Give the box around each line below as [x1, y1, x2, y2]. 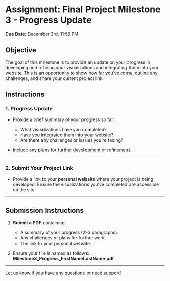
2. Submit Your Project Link [5, 165, 73, 172]
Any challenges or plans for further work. [20, 234, 106, 241]
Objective [5, 46, 37, 54]
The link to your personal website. [20, 240, 91, 246]
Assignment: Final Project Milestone [5, 4, 161, 15]
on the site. [12, 186, 36, 193]
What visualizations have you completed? [20, 127, 107, 133]
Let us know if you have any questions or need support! [5, 270, 121, 276]
